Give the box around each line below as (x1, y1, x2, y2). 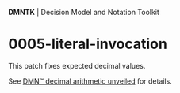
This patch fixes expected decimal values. (8, 61, 146, 70)
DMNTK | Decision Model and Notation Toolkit (8, 8, 160, 17)
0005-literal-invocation (8, 35, 168, 53)
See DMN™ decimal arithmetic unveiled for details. (8, 76, 172, 86)
